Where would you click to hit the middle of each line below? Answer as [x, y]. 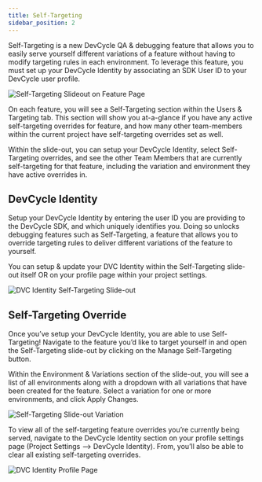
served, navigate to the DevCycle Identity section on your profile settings [126, 438]
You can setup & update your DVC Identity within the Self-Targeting [117, 267]
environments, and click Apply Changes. [73, 399]
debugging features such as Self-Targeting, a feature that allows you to [123, 235]
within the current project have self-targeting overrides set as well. [116, 134]
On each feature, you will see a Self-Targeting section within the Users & [125, 109]
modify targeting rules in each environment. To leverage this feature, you [126, 62]
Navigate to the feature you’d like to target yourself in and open [145, 342]
